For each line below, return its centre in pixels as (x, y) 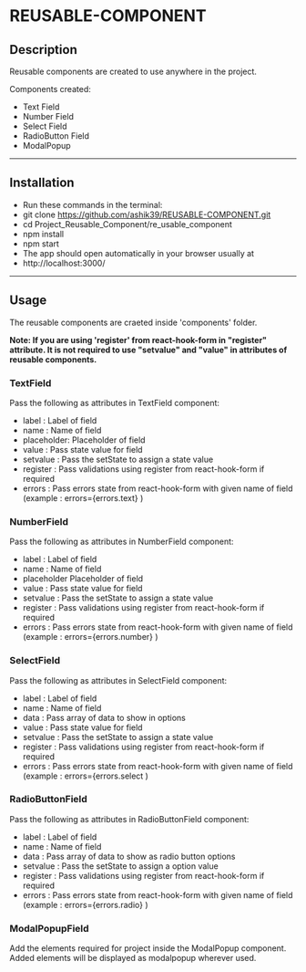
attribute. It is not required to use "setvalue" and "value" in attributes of (148, 350)
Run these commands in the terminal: (92, 204)
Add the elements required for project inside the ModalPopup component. (148, 948)
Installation (42, 183)
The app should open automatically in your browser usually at (138, 253)
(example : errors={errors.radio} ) (85, 904)
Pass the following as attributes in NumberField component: (122, 542)
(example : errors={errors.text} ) (83, 497)
